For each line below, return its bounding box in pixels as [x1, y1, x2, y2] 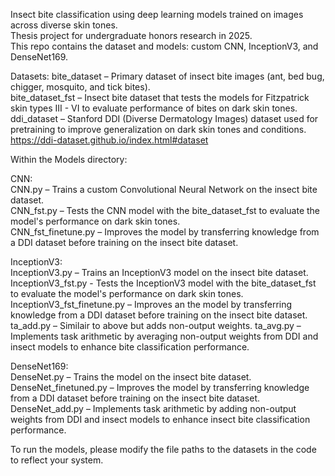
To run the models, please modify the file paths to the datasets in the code [10, 444, 317, 455]
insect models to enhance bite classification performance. [10, 341, 250, 353]
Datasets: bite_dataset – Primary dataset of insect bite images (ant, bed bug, [10, 70, 325, 82]
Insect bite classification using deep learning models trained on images [10, 9, 304, 20]
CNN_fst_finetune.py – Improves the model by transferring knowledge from [10, 226, 320, 238]
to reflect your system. [10, 454, 104, 466]
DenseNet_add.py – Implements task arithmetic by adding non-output [10, 403, 297, 414]
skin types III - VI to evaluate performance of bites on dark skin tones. [10, 102, 298, 114]
